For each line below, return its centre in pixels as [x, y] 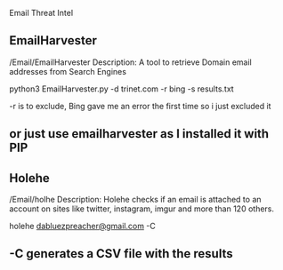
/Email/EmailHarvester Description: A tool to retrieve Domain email [130, 62]
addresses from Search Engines [68, 71]
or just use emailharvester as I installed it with [139, 134]
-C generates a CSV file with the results [121, 254]
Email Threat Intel [41, 13]
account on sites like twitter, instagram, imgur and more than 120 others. [141, 209]
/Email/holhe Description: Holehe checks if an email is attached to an [135, 200]
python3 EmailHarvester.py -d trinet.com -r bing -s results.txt [121, 89]
